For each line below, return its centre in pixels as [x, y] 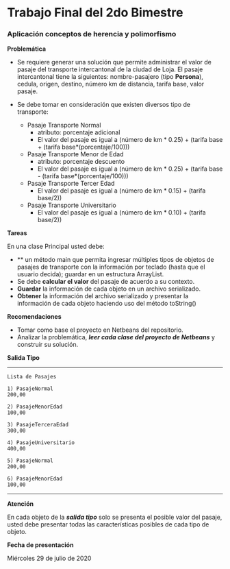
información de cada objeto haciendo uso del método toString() [106, 304]
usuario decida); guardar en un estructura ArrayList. [90, 274]
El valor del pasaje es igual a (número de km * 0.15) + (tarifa [122, 191]
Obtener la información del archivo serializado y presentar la [103, 296]
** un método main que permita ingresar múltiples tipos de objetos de [115, 260]
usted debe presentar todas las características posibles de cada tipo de [108, 524]
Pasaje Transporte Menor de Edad [75, 154]
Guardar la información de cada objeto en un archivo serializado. [109, 289]
